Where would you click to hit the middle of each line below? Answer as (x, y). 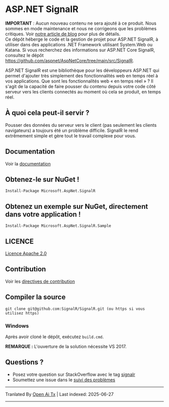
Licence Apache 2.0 (26, 253)
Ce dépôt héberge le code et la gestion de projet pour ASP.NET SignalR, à (82, 39)
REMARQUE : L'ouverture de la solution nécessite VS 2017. (66, 346)
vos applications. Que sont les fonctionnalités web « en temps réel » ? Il (79, 81)
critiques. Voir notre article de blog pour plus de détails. (63, 34)
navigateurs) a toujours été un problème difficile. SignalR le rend (72, 130)
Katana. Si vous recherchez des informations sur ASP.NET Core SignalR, (80, 50)
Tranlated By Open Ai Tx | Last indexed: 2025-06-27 (60, 394)
